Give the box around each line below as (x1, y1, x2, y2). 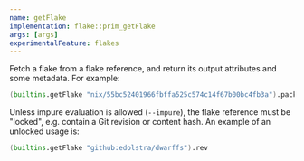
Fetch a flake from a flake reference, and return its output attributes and (9, 63, 277, 74)
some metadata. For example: (9, 73, 120, 84)
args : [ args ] (9, 30, 59, 39)
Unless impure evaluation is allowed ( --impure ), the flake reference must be (9, 107, 291, 118)
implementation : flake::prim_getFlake (9, 22, 156, 31)
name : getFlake (9, 13, 67, 23)
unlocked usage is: (9, 126, 80, 137)
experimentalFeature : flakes (9, 38, 119, 48)
